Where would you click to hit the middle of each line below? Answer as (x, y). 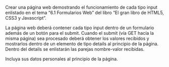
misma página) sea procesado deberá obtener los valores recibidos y (77, 38)
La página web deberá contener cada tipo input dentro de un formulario (80, 28)
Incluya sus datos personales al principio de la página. (62, 59)
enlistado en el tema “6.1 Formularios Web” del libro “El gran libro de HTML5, (84, 13)
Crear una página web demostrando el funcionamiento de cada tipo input (81, 7)
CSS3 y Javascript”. (26, 18)
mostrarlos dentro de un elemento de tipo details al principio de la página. (82, 44)
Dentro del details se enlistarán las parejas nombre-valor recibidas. (75, 49)
